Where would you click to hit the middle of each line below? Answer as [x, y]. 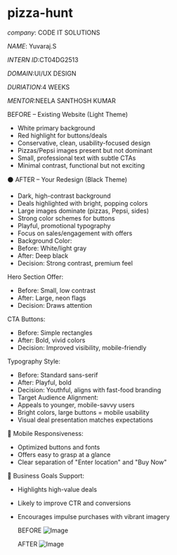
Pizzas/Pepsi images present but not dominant [85, 150]
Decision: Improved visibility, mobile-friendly [82, 347]
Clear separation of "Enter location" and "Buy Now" [92, 462]
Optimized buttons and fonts [59, 447]
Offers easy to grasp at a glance [64, 454]
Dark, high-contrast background [64, 196]
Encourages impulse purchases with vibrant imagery [93, 516]
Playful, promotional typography [64, 225]
